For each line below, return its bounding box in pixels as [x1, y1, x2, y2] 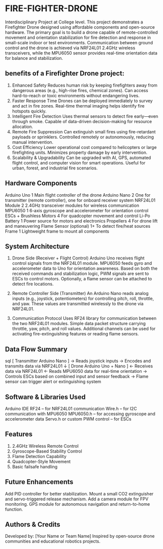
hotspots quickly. [12, 108, 47, 114]
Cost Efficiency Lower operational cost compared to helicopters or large [12, 144, 157, 150]
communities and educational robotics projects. [5, 538, 101, 544]
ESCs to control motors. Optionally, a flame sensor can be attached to [12, 276, 152, 282]
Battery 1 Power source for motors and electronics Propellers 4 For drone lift [5, 218, 158, 224]
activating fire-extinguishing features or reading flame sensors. [12, 331, 139, 337]
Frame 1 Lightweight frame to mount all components [5, 228, 109, 234]
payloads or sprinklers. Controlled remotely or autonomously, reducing [12, 134, 154, 140]
